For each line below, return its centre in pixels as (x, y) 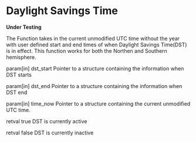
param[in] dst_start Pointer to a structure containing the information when (95, 68)
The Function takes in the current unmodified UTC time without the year (93, 38)
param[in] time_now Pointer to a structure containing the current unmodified (98, 103)
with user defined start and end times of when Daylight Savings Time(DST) (97, 45)
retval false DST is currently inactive (50, 133)
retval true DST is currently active (47, 121)
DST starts (19, 75)
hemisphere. (21, 57)
